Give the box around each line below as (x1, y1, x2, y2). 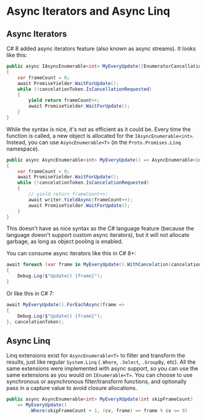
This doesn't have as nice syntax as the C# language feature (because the (6, 225, 194, 232)
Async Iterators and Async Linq (6, 4, 170, 18)
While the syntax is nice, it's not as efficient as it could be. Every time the (6, 126, 191, 133)
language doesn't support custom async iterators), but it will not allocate (6, 231, 190, 239)
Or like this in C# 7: (6, 290, 54, 297)
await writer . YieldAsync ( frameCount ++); (28, 197, 133, 203)
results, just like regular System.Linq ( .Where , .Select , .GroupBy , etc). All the (6, 358, 196, 366)
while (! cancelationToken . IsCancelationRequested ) (17, 179, 150, 186)
